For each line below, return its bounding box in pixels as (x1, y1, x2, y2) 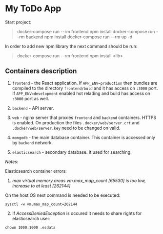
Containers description (5, 67, 77, 75)
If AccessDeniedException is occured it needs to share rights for (12, 210, 142, 216)
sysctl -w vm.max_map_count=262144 (5, 202, 78, 207)
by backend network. (12, 140, 53, 145)
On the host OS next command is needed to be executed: (5, 192, 121, 198)
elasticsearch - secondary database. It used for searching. (12, 149, 132, 155)
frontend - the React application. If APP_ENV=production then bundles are (12, 80, 158, 86)
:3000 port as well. (12, 95, 49, 101)
